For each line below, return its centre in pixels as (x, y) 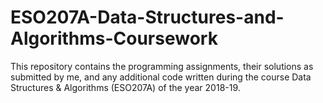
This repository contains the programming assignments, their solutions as (162, 66)
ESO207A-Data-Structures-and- (147, 17)
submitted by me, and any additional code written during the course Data (161, 77)
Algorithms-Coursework (114, 38)
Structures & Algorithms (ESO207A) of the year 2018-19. (125, 87)
